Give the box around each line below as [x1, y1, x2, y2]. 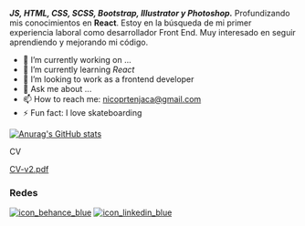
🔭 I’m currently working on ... [22, 55, 131, 65]
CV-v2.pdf [9, 164, 49, 174]
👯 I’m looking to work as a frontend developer [22, 74, 195, 85]
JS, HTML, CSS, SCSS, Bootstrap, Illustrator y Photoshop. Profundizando [9, 8, 290, 18]
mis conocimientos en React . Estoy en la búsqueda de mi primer [9, 17, 252, 28]
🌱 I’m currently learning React [22, 64, 135, 75]
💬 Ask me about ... [22, 84, 92, 94]
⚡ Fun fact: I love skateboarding [22, 108, 142, 118]
